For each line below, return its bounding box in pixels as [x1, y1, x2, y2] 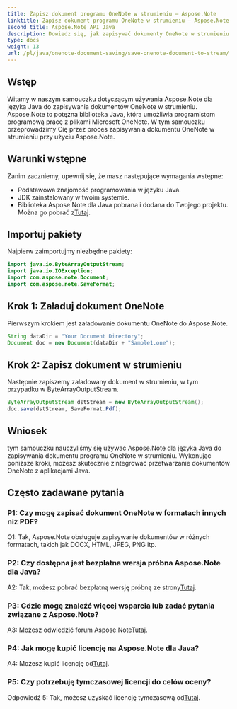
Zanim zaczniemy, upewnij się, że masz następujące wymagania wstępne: [7, 171, 224, 180]
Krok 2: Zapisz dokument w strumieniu [7, 359, 183, 371]
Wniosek [7, 425, 47, 437]
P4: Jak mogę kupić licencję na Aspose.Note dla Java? [7, 643, 200, 653]
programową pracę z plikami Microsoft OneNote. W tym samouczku [7, 117, 205, 126]
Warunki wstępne [7, 153, 87, 165]
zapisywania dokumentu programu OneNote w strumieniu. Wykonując [7, 451, 212, 460]
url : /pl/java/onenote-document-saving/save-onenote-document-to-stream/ [7, 50, 230, 57]
